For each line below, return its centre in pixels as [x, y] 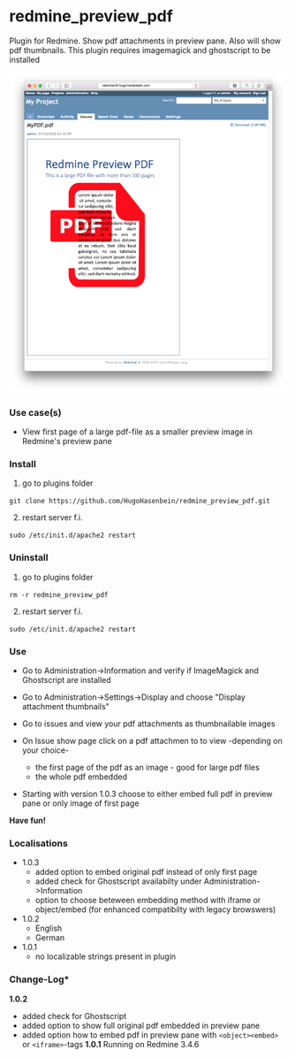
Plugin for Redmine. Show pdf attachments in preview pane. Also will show [145, 41]
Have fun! [27, 820]
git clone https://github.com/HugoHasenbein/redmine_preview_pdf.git [140, 502]
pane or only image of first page [80, 803]
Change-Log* [39, 979]
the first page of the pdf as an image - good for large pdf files [147, 767]
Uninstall [29, 557]
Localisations [38, 843]
